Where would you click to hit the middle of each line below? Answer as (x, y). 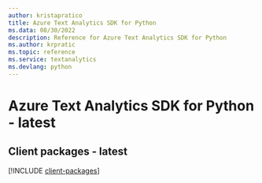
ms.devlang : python (40, 67)
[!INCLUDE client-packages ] (54, 170)
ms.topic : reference (42, 52)
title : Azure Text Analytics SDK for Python (82, 23)
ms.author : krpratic (42, 45)
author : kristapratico (45, 15)
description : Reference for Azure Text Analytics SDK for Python (117, 37)
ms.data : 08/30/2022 (42, 30)
